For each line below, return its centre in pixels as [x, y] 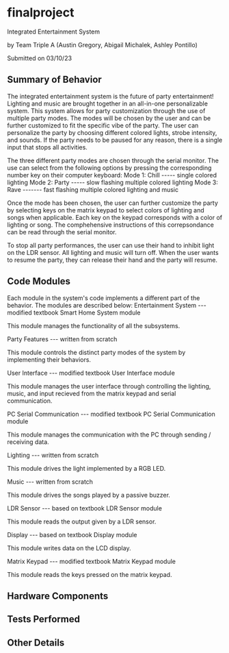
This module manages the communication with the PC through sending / [109, 434]
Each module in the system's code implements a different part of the [104, 298]
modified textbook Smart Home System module [74, 312]
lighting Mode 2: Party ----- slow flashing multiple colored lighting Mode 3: [113, 182]
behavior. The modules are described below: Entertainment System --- [107, 305]
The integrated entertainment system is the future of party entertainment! [110, 96]
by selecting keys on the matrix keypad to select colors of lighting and [106, 210]
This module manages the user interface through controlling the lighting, [109, 386]
